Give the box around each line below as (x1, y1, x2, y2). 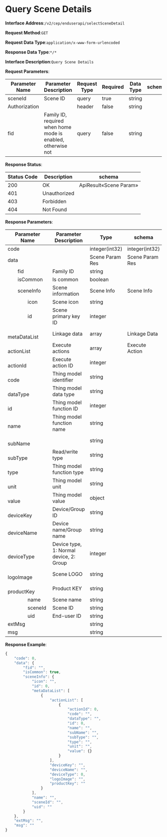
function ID (52, 405, 79, 412)
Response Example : (5, 641, 47, 647)
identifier (52, 376, 74, 383)
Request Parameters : (5, 68, 50, 74)
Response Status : (5, 161, 43, 167)
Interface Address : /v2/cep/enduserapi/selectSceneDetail (5, 20, 125, 26)
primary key (52, 313, 81, 320)
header (77, 103, 94, 110)
